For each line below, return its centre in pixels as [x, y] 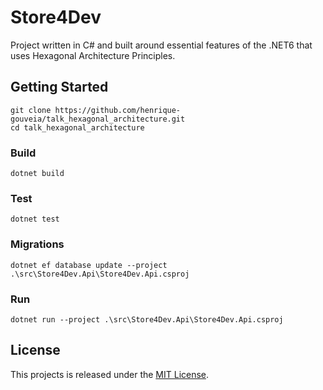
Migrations [37, 244]
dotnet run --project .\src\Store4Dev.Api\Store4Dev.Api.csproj [147, 319]
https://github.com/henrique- [118, 110]
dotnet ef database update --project [89, 265]
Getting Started [59, 87]
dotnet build [37, 174]
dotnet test [35, 219]
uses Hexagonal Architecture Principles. [93, 55]
